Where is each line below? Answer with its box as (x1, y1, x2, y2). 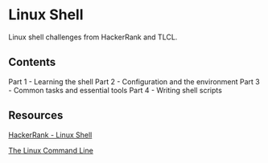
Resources (8, 108, 64, 122)
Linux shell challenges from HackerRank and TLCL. (8, 32, 178, 42)
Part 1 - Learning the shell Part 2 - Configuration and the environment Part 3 (8, 76, 260, 86)
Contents (8, 55, 56, 69)
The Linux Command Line (8, 145, 94, 155)
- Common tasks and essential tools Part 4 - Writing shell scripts (8, 85, 223, 95)
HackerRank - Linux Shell (8, 130, 93, 140)
